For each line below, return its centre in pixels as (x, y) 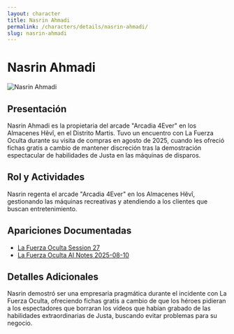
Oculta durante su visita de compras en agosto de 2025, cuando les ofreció (116, 141)
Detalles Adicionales (53, 277)
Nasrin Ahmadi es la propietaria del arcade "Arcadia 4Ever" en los (102, 126)
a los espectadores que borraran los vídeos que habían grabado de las (109, 308)
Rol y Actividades (46, 177)
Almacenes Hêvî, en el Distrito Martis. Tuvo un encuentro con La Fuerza (111, 133)
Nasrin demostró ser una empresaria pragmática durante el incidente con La (117, 294)
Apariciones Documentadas (70, 231)
